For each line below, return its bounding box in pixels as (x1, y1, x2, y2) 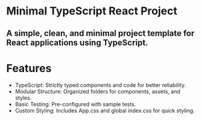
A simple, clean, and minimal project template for (6, 28, 195, 38)
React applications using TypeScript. (6, 37, 148, 47)
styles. (14, 94, 32, 101)
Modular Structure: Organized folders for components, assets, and (14, 88, 181, 95)
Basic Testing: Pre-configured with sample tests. (14, 100, 136, 107)
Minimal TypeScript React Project (6, 4, 177, 18)
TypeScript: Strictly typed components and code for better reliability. (14, 81, 186, 88)
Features (6, 61, 52, 75)
